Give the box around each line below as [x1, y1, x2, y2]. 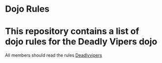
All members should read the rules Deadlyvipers [5, 52, 102, 58]
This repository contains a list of [5, 26, 139, 37]
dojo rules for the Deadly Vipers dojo [5, 36, 158, 47]
